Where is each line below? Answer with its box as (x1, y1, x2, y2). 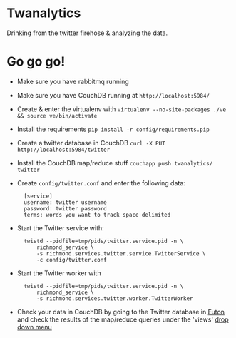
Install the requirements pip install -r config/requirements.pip (16, 125, 210, 133)
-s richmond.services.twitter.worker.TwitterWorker (36, 295, 193, 302)
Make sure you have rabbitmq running (16, 77, 129, 86)
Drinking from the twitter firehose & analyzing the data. (6, 29, 168, 37)
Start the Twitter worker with (16, 269, 101, 277)
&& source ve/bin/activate (16, 112, 98, 119)
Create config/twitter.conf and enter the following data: (16, 178, 186, 187)
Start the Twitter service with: (16, 223, 104, 232)
